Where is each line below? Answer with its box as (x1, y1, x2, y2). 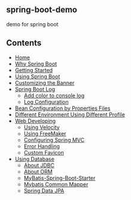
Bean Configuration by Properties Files (14, 104, 111, 112)
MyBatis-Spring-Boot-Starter (23, 174, 96, 181)
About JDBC (23, 161, 55, 169)
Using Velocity (23, 124, 60, 131)
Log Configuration (23, 98, 69, 105)
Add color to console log (23, 92, 85, 99)
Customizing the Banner (14, 79, 75, 86)
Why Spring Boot (14, 60, 57, 67)
